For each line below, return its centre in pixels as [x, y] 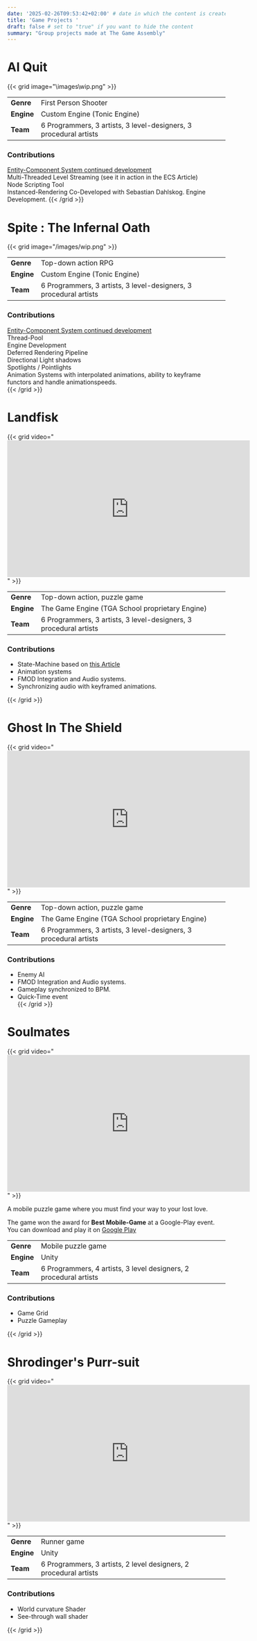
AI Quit [27, 67]
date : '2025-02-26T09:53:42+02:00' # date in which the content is [107, 14]
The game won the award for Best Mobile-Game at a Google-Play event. [111, 1222]
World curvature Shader [52, 1609]
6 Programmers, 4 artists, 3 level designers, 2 [115, 1269]
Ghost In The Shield [65, 728]
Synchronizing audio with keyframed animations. [87, 686]
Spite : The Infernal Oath [79, 227]
